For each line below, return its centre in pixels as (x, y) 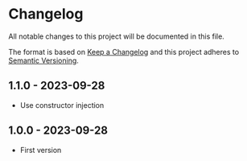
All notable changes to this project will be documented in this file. (117, 36)
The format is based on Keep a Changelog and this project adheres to (124, 52)
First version (41, 150)
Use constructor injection (62, 105)
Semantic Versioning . (43, 60)
